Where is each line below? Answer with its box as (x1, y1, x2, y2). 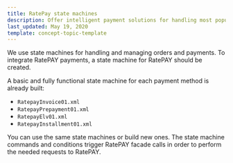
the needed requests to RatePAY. (7, 148, 101, 156)
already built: (7, 84, 45, 92)
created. (7, 63, 31, 71)
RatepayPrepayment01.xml (17, 106, 89, 113)
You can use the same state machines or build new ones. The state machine (7, 133, 225, 141)
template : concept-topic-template (7, 29, 107, 37)
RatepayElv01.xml (17, 114, 68, 121)
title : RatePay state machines (7, 10, 98, 17)
